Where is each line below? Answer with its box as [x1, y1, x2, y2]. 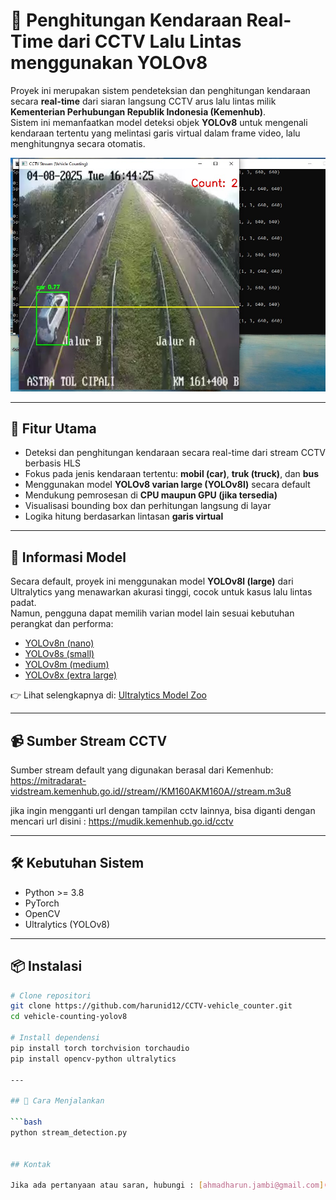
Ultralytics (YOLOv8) [24, 918, 111, 930]
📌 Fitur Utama [10, 420, 97, 437]
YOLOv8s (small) [24, 648, 95, 660]
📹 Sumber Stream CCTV [10, 732, 168, 749]
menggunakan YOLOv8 [10, 52, 208, 74]
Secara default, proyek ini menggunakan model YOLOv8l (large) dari [10, 575, 294, 588]
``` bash [10, 1117, 43, 1128]
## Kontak [10, 1159, 52, 1169]
